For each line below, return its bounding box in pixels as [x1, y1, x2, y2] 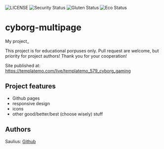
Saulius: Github [5, 138, 36, 144]
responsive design [12, 100, 50, 106]
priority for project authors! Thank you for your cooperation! [5, 53, 127, 59]
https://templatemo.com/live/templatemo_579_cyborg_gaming [5, 68, 131, 74]
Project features [5, 82, 56, 91]
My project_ [5, 38, 30, 44]
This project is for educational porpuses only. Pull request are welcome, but [5, 47, 159, 54]
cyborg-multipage [5, 22, 82, 33]
